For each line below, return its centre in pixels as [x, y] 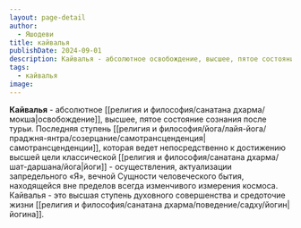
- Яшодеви [35, 34]
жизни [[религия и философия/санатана [86, 204]
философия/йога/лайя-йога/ [213, 128]
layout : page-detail [48, 17]
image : [21, 84]
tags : [19, 68]
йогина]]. [27, 214]
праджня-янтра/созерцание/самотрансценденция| [107, 138]
